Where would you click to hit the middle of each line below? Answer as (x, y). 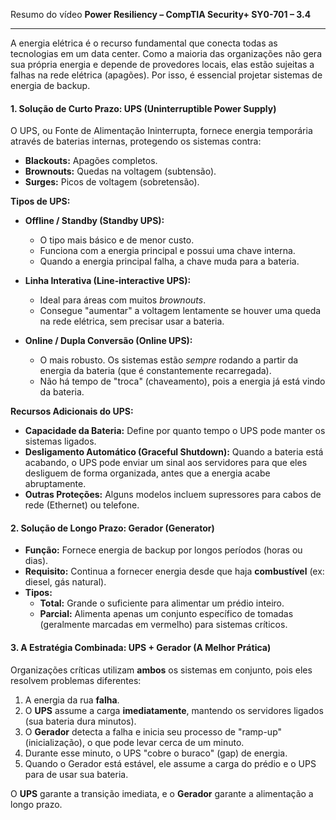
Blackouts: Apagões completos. (91, 161)
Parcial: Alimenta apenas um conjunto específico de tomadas (166, 614)
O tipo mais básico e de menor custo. (117, 240)
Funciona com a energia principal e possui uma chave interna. (167, 251)
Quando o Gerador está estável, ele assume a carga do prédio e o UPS (170, 763)
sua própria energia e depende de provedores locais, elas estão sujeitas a (162, 64)
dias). (36, 561)
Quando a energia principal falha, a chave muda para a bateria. (169, 261)
